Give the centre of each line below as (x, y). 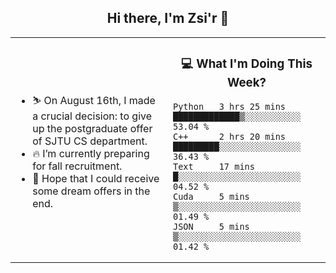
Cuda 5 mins (211, 196)
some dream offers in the (91, 191)
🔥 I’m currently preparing (91, 153)
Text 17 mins (214, 166)
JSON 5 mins (211, 226)
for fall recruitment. (77, 166)
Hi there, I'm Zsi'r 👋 (168, 18)
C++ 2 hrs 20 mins (230, 136)
